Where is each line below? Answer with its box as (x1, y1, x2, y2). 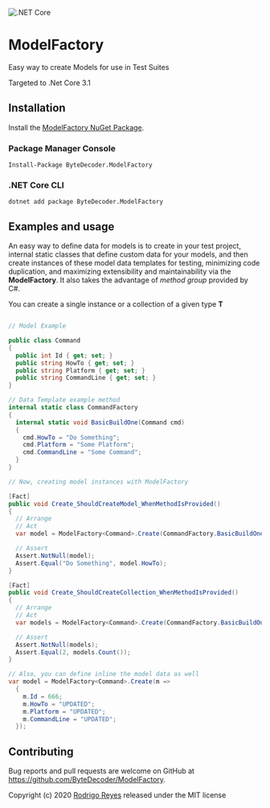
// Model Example (8, 322, 67, 330)
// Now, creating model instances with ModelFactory (8, 477, 189, 486)
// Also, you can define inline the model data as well (8, 670, 199, 678)
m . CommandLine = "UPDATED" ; (22, 715, 117, 723)
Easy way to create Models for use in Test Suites (8, 62, 170, 72)
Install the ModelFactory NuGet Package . (8, 122, 145, 132)
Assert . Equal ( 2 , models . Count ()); (15, 648, 131, 656)
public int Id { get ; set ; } (15, 351, 113, 360)
